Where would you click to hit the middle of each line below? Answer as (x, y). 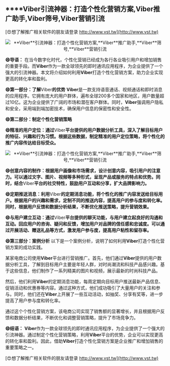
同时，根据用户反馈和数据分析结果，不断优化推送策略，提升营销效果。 (78, 206)
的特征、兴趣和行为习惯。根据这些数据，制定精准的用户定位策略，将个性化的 (85, 136)
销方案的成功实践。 (25, 247)
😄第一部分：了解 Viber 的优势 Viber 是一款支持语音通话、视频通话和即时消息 (84, 89)
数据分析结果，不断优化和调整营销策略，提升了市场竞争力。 (76, 317)
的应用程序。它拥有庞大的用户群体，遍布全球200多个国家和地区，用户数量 (83, 96)
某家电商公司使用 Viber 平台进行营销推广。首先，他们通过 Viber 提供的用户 (81, 258)
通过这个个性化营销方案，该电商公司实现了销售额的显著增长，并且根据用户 (83, 311)
